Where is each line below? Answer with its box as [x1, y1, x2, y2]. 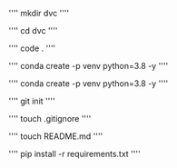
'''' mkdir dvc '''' [8, 8, 70, 18]
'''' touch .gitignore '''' [8, 114, 92, 124]
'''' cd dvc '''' [8, 25, 58, 35]
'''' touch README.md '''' [8, 131, 103, 142]
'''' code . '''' [8, 43, 56, 54]
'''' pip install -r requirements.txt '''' [8, 149, 142, 159]
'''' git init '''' [8, 95, 55, 106]
